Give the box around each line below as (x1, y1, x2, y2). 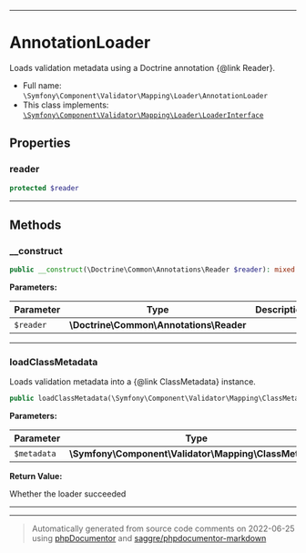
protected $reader (9, 183, 79, 192)
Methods (9, 217, 62, 232)
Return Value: (9, 471, 63, 482)
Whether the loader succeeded (9, 488, 127, 499)
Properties (9, 136, 71, 151)
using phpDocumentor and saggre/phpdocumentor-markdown (31, 533, 267, 544)
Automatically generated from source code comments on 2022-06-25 (31, 523, 295, 534)
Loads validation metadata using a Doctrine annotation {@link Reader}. (9, 62, 276, 73)
